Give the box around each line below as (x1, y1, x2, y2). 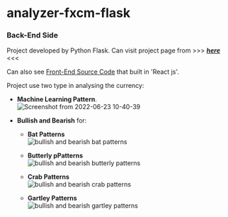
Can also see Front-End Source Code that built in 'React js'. (6, 67, 180, 76)
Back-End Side (6, 30, 58, 40)
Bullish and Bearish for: (16, 116, 87, 125)
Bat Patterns (27, 130, 65, 139)
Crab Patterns (27, 172, 70, 182)
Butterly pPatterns (27, 151, 83, 160)
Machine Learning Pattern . (16, 95, 97, 104)
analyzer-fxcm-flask (6, 5, 131, 21)
